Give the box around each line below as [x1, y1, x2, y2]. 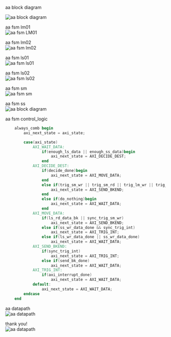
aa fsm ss [5, 100, 25, 107]
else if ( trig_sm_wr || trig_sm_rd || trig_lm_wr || [41, 182, 154, 188]
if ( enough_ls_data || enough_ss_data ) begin [41, 149, 136, 154]
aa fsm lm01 [5, 24, 31, 30]
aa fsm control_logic [5, 116, 48, 122]
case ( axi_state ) [23, 140, 58, 145]
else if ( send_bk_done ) [41, 258, 90, 263]
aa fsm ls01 [5, 55, 29, 61]
